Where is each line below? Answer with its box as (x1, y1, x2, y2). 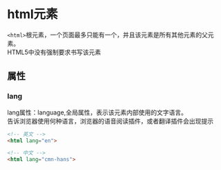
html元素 (7, 6, 58, 22)
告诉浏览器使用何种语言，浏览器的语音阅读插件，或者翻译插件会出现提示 (7, 117, 213, 125)
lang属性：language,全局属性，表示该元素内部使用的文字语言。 (7, 108, 188, 117)
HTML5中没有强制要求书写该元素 (7, 48, 102, 56)
